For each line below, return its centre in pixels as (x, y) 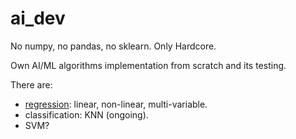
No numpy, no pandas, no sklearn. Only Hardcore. (113, 46)
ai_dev (38, 18)
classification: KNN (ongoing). (86, 114)
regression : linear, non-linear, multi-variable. (116, 104)
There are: (31, 84)
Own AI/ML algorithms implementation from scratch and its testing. (148, 65)
